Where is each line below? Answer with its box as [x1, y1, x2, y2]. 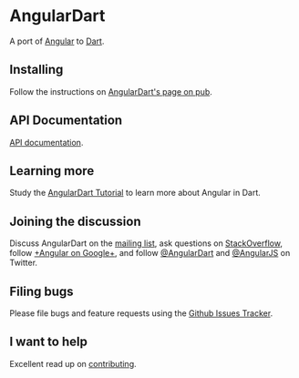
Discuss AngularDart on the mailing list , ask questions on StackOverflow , [9, 238, 283, 249]
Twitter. [9, 257, 38, 269]
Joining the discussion [9, 213, 141, 229]
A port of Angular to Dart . [9, 36, 105, 46]
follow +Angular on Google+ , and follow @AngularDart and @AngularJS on [9, 248, 291, 259]
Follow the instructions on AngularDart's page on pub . [9, 86, 212, 97]
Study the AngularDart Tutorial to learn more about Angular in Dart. [9, 188, 262, 199]
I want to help [9, 334, 88, 350]
